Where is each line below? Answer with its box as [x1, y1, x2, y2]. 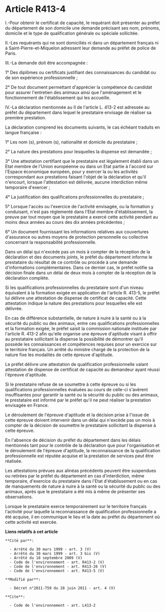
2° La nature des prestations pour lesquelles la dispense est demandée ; [5, 148, 152, 154]
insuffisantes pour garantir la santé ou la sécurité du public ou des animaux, [5, 392, 159, 397]
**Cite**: [5, 594, 26, 599]
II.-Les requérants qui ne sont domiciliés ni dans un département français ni [5, 39, 159, 45]
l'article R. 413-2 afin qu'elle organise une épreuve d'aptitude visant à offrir [5, 330, 158, 336]
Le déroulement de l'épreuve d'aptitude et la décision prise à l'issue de [5, 412, 149, 418]
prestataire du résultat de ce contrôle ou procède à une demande [5, 259, 138, 265]
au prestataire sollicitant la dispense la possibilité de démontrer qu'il [5, 336, 143, 342]
